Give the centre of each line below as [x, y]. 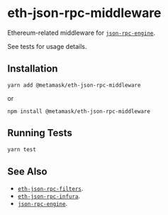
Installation [33, 69]
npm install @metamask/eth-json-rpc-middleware [79, 111]
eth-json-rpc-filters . [50, 189]
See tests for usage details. [47, 46]
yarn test [22, 149]
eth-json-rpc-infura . [49, 196]
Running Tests [40, 133]
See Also [27, 171]
